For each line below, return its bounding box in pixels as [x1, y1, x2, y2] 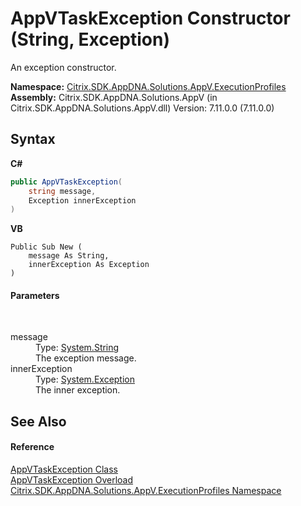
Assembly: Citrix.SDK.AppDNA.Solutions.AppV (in [10, 91, 218, 103]
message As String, [28, 251, 110, 261]
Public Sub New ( [10, 242, 83, 252]
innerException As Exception [28, 260, 150, 270]
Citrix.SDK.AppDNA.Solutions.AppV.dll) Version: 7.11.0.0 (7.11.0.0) [10, 102, 275, 114]
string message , [28, 186, 97, 196]
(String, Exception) [10, 28, 170, 51]
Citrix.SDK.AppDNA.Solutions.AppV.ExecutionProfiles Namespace [10, 485, 282, 497]
